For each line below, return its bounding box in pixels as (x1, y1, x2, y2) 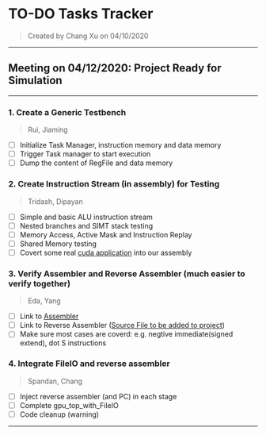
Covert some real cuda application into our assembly (19, 248, 192, 257)
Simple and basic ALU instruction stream (19, 212, 153, 221)
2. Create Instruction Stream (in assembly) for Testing (8, 179, 220, 190)
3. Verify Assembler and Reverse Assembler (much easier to (8, 268, 245, 279)
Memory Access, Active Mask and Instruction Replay (19, 229, 192, 239)
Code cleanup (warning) (19, 410, 100, 419)
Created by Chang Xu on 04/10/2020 (27, 31, 149, 40)
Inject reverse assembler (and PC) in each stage (19, 391, 177, 401)
